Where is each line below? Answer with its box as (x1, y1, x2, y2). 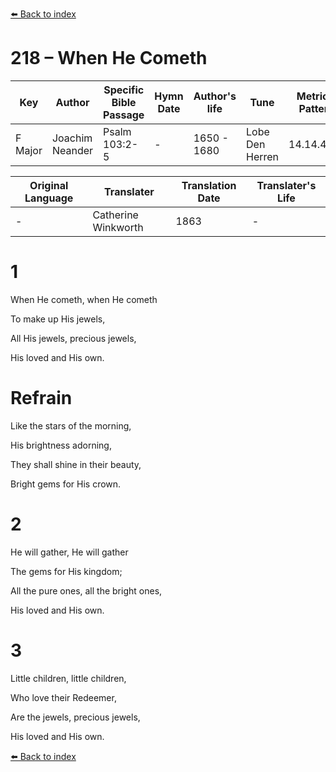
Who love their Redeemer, (10, 691, 117, 703)
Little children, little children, (10, 672, 127, 684)
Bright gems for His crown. (10, 478, 122, 490)
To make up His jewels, (10, 313, 106, 325)
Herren (246, 149, 280, 163)
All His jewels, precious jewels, (10, 332, 137, 344)
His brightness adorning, (10, 439, 112, 451)
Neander (51, 143, 94, 157)
